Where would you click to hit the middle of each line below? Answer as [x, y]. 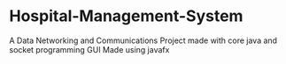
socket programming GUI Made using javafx [89, 49]
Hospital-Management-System [126, 16]
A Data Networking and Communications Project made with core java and [143, 40]
